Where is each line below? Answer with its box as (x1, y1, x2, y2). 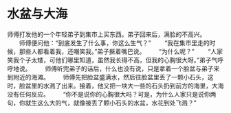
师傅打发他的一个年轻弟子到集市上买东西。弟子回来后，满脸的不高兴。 (7, 30, 206, 38)
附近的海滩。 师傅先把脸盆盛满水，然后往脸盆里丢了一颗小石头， (12, 73, 208, 81)
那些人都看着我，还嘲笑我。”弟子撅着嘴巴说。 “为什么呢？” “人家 (19, 47, 223, 55)
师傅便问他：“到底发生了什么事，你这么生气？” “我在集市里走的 (19, 38, 210, 47)
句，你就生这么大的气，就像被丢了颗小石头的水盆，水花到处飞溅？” (7, 99, 197, 107)
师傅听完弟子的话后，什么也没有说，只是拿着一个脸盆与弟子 (44, 64, 214, 73)
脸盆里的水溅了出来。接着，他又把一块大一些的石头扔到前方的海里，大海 (19, 81, 224, 90)
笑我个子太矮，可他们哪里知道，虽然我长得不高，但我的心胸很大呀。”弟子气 (7, 55, 218, 64)
